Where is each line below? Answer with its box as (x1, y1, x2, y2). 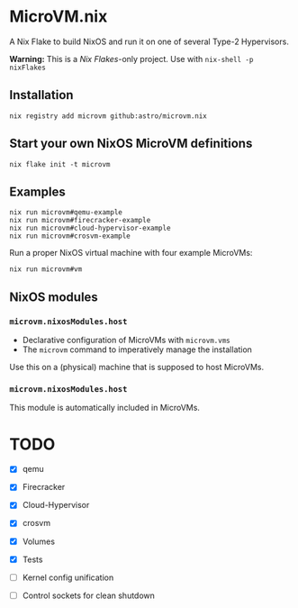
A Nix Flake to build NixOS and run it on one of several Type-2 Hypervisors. (9, 36, 290, 47)
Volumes (22, 536, 56, 547)
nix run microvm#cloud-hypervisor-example (9, 223, 171, 233)
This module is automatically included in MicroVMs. (9, 403, 201, 413)
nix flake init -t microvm (9, 159, 111, 168)
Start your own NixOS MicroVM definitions (9, 136, 253, 151)
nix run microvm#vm (9, 265, 83, 274)
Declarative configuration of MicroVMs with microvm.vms (22, 335, 231, 346)
